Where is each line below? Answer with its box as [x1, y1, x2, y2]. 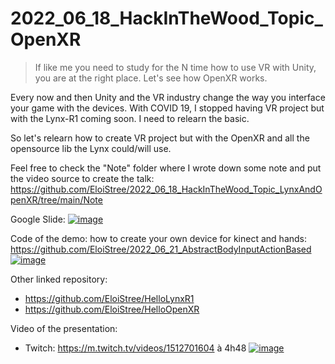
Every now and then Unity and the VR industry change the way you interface [10, 91, 326, 103]
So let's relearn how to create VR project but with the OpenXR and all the [10, 132, 310, 144]
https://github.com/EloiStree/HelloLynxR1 [24, 292, 195, 304]
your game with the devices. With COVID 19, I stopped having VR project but [10, 102, 325, 114]
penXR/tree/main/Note [10, 193, 103, 206]
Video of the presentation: [10, 322, 118, 334]
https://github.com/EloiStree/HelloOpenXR [24, 303, 200, 315]
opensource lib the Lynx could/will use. [10, 142, 172, 154]
